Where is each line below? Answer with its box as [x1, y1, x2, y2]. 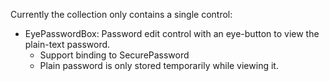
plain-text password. [24, 39, 111, 50]
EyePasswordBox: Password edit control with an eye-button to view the [24, 28, 320, 39]
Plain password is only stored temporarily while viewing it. [39, 60, 279, 71]
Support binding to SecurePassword [39, 49, 190, 61]
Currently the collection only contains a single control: [10, 9, 233, 20]
